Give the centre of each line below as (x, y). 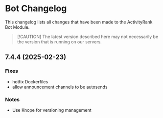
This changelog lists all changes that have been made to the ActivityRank (79, 22)
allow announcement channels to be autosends (60, 87)
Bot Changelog (36, 9)
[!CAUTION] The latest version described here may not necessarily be (88, 37)
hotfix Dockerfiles (30, 81)
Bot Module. (17, 27)
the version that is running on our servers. (59, 41)
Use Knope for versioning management (52, 110)
